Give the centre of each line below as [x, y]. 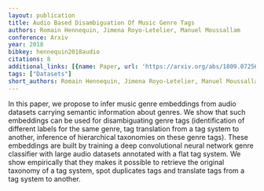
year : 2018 [26, 45]
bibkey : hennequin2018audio [54, 52]
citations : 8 [29, 60]
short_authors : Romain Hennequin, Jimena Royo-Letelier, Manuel [115, 81]
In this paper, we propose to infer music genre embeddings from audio [123, 104]
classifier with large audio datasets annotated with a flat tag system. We [125, 153]
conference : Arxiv [38, 37]
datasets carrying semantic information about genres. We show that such [127, 112]
